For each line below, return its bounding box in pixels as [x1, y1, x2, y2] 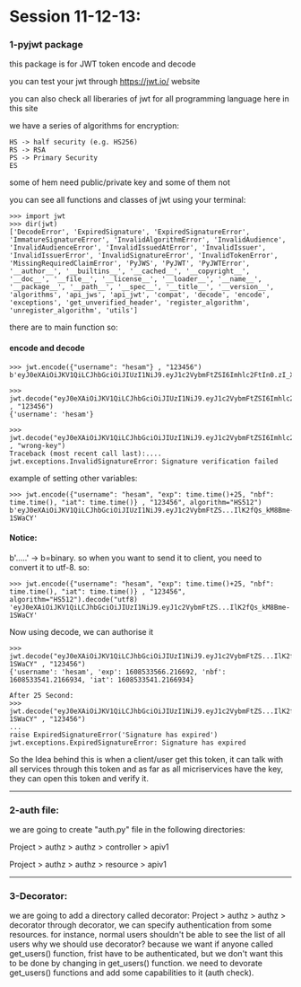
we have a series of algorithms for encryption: [9, 120, 179, 131]
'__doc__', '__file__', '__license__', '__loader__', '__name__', [9, 275, 262, 284]
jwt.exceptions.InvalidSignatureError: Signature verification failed [9, 456, 279, 466]
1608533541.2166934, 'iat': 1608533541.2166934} [9, 675, 194, 684]
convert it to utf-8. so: [9, 561, 90, 572]
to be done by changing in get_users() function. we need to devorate [9, 958, 262, 969]
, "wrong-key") [9, 441, 66, 450]
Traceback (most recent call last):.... [9, 449, 163, 458]
